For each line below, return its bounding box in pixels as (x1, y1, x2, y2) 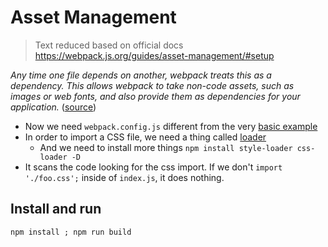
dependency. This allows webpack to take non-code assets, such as (10, 79, 295, 91)
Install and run (10, 201, 102, 218)
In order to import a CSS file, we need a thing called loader (24, 131, 267, 143)
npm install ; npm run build (10, 227, 132, 237)
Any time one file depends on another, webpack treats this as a (10, 69, 272, 81)
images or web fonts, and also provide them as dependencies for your (10, 90, 301, 102)
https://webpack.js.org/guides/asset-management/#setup (34, 49, 275, 61)
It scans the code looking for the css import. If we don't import (24, 161, 283, 173)
